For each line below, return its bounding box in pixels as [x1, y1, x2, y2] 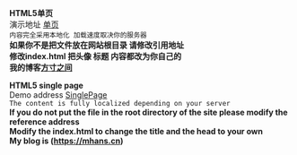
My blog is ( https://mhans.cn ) [9, 135, 124, 146]
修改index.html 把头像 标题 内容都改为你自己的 [9, 51, 182, 61]
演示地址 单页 [9, 19, 59, 30]
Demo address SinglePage [9, 90, 108, 100]
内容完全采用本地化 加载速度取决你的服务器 [9, 30, 147, 39]
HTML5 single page [9, 80, 83, 90]
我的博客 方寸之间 [9, 62, 73, 73]
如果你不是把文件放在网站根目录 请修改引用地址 [9, 39, 185, 50]
